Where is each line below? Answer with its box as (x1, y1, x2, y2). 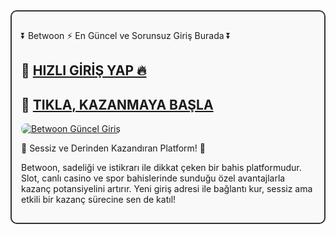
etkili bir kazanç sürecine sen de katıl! (21, 194, 177, 206)
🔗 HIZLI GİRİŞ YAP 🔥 (21, 62, 147, 79)
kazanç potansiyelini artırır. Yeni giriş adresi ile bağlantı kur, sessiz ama (21, 183, 313, 195)
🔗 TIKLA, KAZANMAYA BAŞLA (21, 96, 214, 113)
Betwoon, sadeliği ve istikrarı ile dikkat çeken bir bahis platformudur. (21, 162, 302, 174)
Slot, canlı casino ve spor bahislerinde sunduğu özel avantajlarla (21, 172, 286, 184)
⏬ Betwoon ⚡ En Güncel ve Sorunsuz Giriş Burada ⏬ (21, 30, 232, 41)
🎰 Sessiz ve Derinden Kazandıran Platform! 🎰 (21, 142, 207, 154)
